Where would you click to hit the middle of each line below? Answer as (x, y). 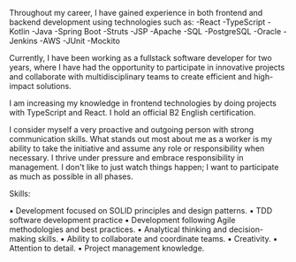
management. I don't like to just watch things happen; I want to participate (144, 167)
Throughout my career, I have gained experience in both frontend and (136, 13)
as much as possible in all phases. (72, 176)
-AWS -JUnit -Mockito (80, 41)
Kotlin (19, 31)
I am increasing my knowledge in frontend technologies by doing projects (143, 103)
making (23, 239)
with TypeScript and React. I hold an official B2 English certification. (133, 112)
